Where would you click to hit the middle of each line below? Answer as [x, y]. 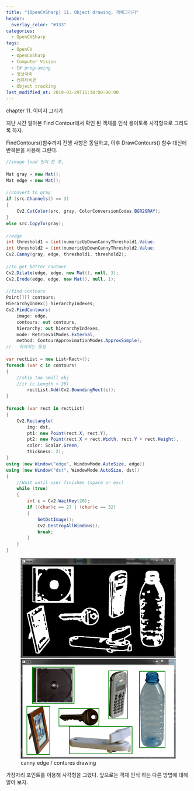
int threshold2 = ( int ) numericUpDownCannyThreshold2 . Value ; [81, 248]
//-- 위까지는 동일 [26, 347]
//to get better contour [36, 267]
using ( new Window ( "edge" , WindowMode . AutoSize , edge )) [75, 464]
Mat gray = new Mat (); [34, 174]
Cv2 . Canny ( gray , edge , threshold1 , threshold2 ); [66, 254]
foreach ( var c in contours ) [41, 365]
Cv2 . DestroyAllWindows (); [69, 526]
